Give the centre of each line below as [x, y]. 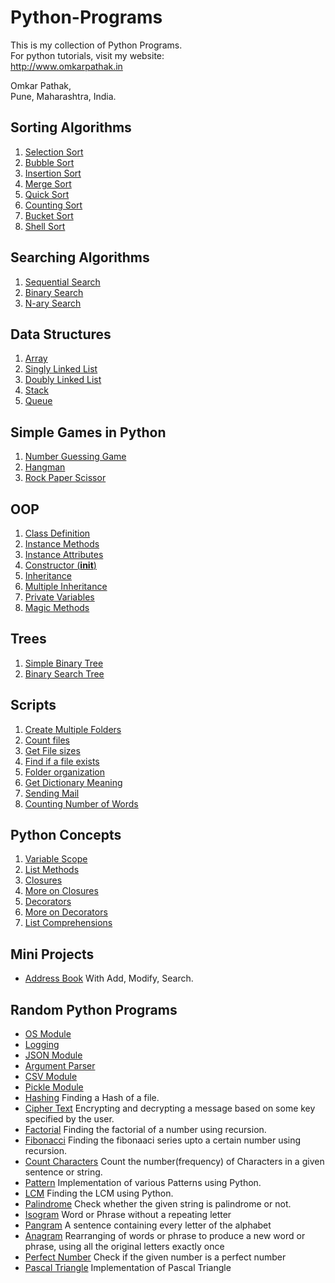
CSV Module [51, 1077]
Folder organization [65, 772]
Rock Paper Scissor [65, 478]
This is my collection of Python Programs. [96, 45]
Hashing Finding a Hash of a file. [92, 1098]
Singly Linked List [61, 369]
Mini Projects [52, 954]
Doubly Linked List [63, 380]
